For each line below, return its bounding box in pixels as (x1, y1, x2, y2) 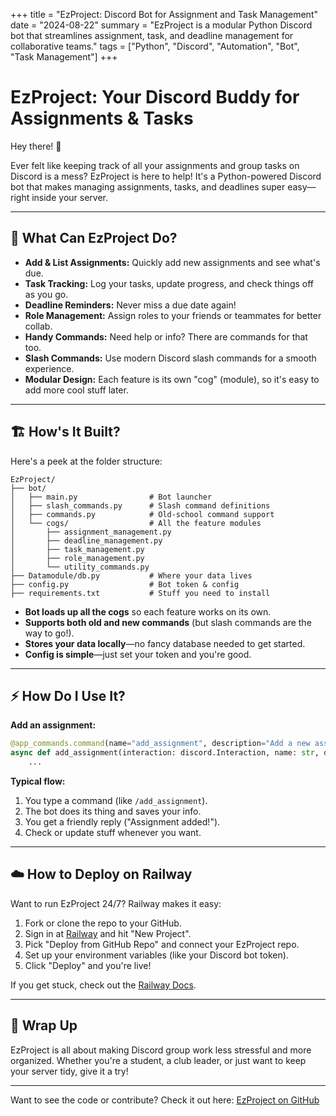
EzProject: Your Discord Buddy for (10, 86, 300, 109)
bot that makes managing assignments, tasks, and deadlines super (10, 180, 286, 193)
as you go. (24, 288, 69, 300)
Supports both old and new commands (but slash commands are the (24, 616, 312, 628)
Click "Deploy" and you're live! (24, 959, 152, 971)
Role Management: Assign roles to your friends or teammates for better (24, 309, 322, 321)
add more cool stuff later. (24, 384, 129, 396)
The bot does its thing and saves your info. (24, 805, 202, 817)
